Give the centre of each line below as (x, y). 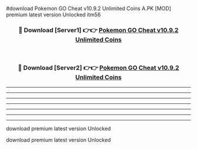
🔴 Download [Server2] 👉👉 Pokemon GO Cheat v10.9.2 (98, 68)
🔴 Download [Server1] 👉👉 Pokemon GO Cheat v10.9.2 (98, 30)
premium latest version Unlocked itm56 (53, 15)
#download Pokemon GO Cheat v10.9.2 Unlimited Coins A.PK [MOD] (89, 8)
